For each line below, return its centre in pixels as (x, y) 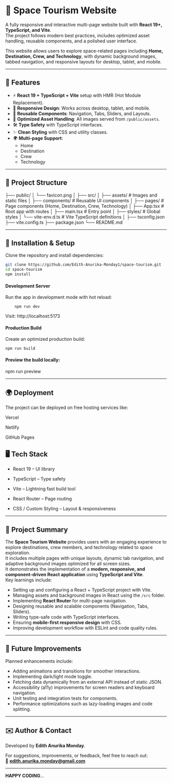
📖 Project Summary (37, 529)
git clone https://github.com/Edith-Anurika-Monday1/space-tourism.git (83, 265)
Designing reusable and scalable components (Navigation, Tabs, (81, 606)
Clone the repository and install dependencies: (55, 255)
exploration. (18, 553)
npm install (18, 274)
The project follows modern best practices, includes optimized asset (78, 35)
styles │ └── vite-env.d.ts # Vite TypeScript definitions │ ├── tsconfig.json (85, 216)
